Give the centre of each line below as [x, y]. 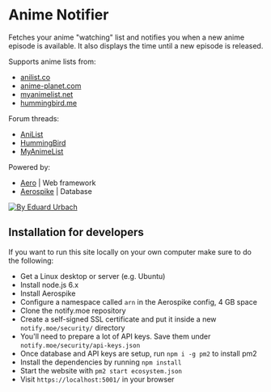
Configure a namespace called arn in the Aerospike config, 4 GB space [138, 301]
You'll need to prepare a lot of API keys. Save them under [115, 336]
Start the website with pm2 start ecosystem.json [101, 370]
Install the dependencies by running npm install [101, 362]
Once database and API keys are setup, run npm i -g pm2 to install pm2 [138, 353]
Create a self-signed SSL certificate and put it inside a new [118, 319]
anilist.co [35, 77]
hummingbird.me [49, 103]
